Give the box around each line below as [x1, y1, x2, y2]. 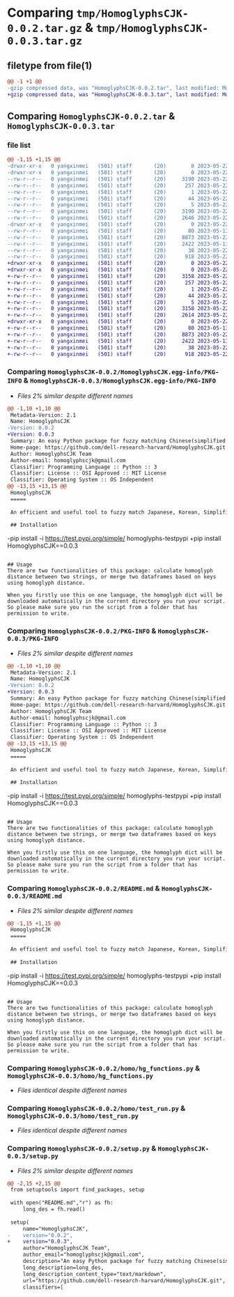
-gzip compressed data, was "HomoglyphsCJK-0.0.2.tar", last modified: [7, 84, 219, 91]
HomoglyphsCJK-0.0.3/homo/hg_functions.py [7, 1072, 153, 1080]
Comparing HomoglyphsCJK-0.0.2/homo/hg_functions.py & [7, 1063, 201, 1073]
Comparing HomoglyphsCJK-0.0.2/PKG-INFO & [7, 626, 157, 636]
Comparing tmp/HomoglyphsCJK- [7, 5, 189, 21]
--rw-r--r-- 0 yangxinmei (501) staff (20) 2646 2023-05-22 [7, 215, 229, 222]
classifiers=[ [22, 1284, 64, 1291]
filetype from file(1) [7, 59, 93, 71]
